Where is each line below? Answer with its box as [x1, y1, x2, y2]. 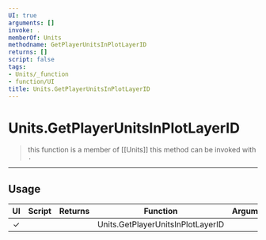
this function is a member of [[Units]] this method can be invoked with [27, 145, 256, 155]
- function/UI [8, 77, 55, 85]
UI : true [8, 11, 37, 20]
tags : [8, 63, 26, 71]
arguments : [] [8, 19, 55, 27]
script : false [8, 56, 55, 64]
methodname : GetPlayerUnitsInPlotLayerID [8, 41, 147, 49]
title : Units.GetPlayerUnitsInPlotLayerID [8, 84, 150, 93]
